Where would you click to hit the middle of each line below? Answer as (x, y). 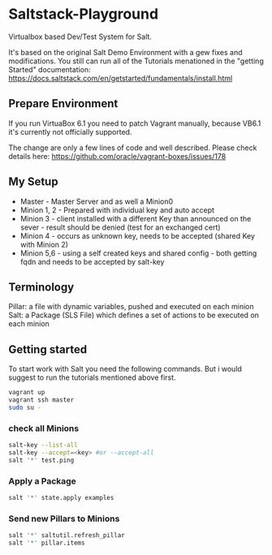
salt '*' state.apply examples (61, 498)
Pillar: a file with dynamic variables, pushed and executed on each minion (131, 307)
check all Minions (44, 428)
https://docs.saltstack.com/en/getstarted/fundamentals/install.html (121, 78)
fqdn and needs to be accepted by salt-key (92, 261)
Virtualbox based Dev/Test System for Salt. (80, 37)
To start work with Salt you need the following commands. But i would (125, 369)
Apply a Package (43, 481)
